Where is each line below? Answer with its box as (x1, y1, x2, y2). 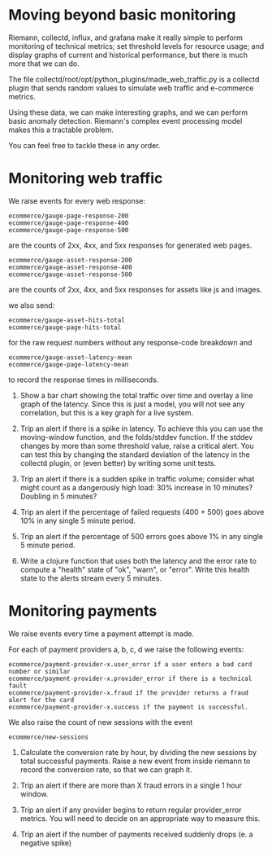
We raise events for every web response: (8, 195, 146, 205)
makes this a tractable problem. (8, 125, 114, 134)
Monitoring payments (8, 602, 158, 621)
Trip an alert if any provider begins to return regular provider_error (19, 805, 242, 814)
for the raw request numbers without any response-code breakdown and (8, 337, 253, 347)
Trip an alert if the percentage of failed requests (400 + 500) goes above (19, 507, 265, 516)
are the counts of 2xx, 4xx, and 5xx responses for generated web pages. (8, 240, 253, 250)
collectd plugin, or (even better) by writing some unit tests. (19, 458, 217, 468)
